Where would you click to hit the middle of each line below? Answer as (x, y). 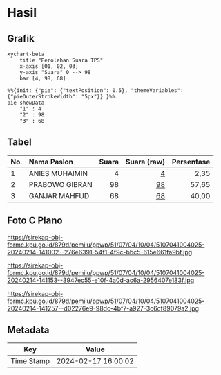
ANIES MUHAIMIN (58, 173)
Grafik (21, 38)
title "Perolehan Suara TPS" (61, 60)
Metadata (28, 330)
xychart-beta (26, 54)
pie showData (26, 103)
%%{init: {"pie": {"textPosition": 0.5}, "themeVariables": (96, 91)
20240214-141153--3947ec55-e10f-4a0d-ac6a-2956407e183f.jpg (101, 280)
